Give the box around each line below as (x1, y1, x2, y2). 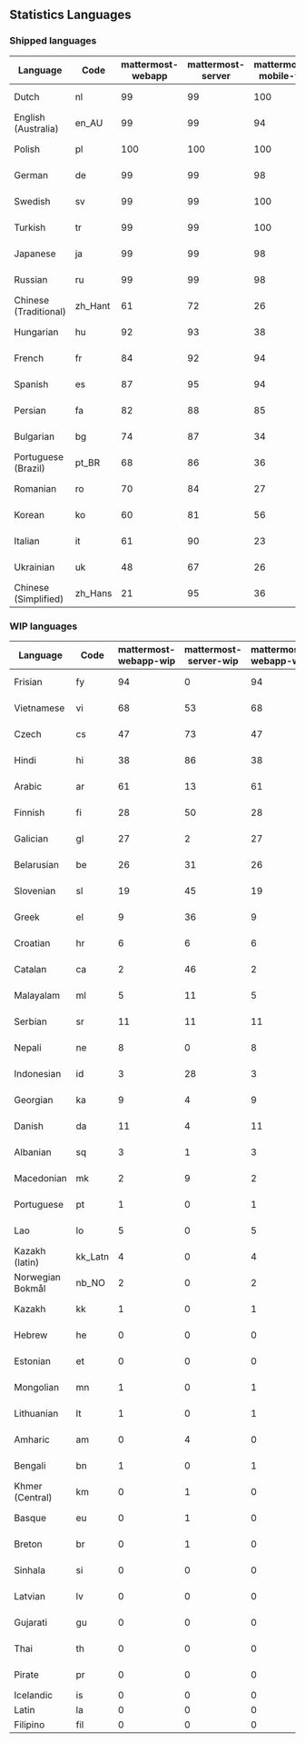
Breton (14, 1538, 43, 1550)
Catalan (14, 962, 47, 975)
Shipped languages (9, 35, 97, 47)
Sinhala (14, 1563, 45, 1576)
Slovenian (14, 884, 56, 897)
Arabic (14, 780, 43, 792)
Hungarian (14, 325, 59, 338)
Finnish (14, 806, 45, 819)
